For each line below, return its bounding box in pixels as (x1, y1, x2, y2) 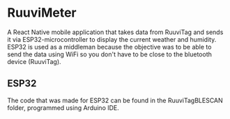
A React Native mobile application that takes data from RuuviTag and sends (7, 28, 224, 36)
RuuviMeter (7, 5, 77, 21)
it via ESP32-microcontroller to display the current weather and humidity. (7, 35, 217, 43)
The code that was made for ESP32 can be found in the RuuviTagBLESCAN (7, 96, 223, 104)
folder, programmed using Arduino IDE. (7, 103, 120, 112)
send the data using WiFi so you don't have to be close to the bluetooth (7, 50, 213, 58)
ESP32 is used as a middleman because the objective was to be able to (7, 42, 212, 51)
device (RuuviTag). (7, 57, 61, 65)
